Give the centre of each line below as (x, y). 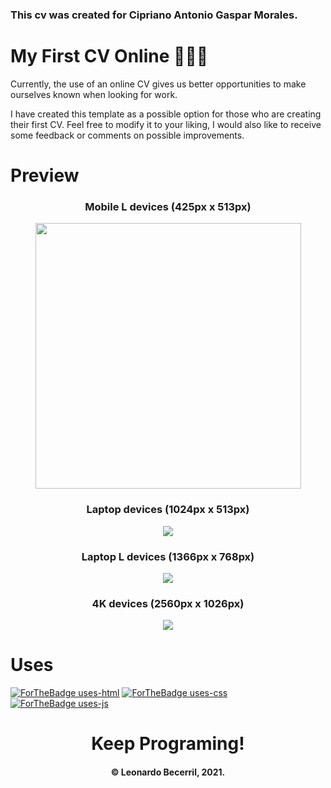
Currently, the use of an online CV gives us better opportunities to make (158, 84)
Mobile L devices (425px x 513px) (168, 206)
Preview (45, 175)
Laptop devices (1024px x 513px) (168, 510)
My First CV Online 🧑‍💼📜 (109, 56)
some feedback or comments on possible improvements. (127, 135)
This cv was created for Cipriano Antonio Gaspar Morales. (154, 15)
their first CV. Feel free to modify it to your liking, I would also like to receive (166, 124)
